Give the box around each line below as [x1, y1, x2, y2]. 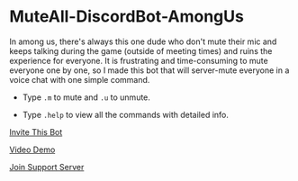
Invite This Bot [9, 126, 63, 137]
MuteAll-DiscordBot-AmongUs [9, 6, 245, 27]
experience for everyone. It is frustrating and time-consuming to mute [9, 55, 268, 66]
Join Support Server [9, 161, 85, 172]
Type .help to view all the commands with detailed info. [22, 109, 230, 120]
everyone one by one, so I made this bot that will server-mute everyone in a [9, 65, 290, 76]
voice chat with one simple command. [9, 74, 150, 85]
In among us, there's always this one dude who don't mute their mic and [9, 36, 277, 47]
